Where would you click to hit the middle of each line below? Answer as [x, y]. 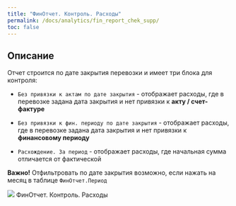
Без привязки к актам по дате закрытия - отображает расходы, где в [120, 94]
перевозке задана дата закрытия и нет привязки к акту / [104, 102]
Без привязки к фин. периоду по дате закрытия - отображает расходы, [123, 123]
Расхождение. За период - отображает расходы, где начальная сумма [122, 151]
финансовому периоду [53, 138]
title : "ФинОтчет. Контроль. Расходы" [64, 14]
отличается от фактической [59, 159]
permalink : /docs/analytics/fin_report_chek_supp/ [83, 21]
